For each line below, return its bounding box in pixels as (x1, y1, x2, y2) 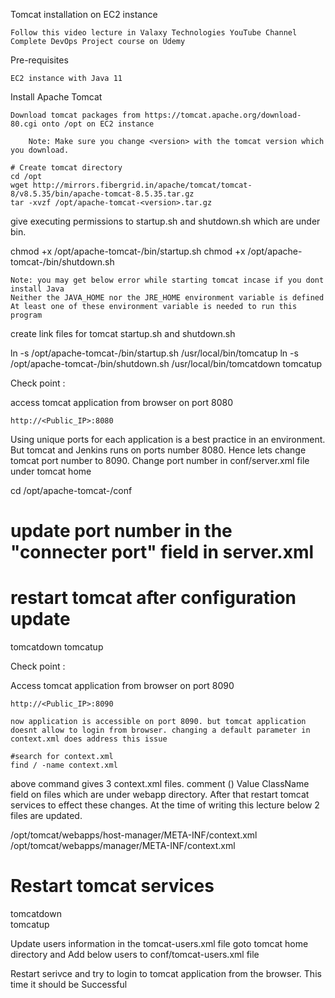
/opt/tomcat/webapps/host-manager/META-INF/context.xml (10, 829, 258, 841)
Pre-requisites (10, 54, 69, 66)
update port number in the (10, 520, 233, 543)
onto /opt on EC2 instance (41, 119, 155, 129)
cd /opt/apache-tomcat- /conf (10, 485, 133, 496)
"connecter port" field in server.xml (10, 541, 315, 564)
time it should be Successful (10, 979, 128, 991)
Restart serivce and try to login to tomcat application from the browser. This (10, 968, 322, 980)
